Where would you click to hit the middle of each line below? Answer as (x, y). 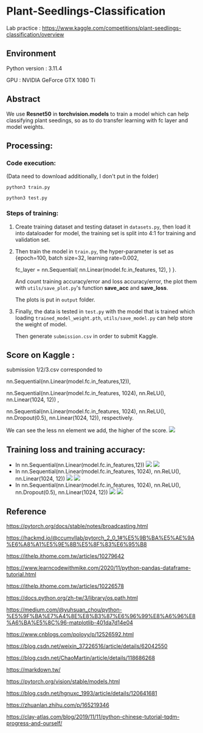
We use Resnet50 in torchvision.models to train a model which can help (98, 114)
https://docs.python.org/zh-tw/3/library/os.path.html (72, 597)
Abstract (23, 99)
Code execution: (31, 163)
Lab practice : (24, 28)
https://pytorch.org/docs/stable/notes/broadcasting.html (77, 526)
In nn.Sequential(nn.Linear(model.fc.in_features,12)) (80, 465)
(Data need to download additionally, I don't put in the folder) (83, 176)
